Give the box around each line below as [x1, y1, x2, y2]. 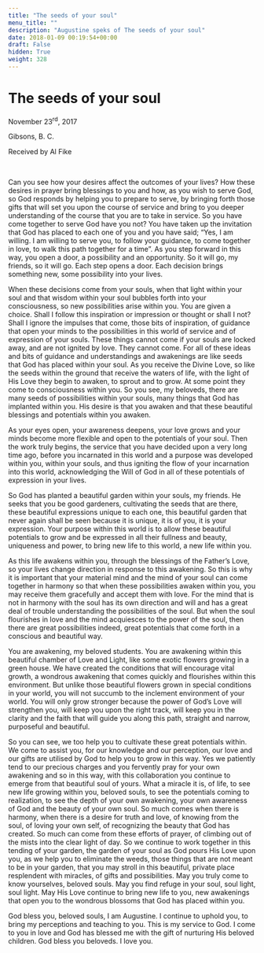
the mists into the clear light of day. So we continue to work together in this [8, 837, 251, 847]
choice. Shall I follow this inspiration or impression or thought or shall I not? [8, 310, 251, 320]
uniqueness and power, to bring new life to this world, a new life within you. [8, 541, 252, 551]
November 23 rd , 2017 [8, 115, 78, 126]
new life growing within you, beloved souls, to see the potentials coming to [8, 788, 250, 797]
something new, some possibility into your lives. [8, 269, 163, 279]
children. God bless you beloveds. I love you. [8, 936, 153, 946]
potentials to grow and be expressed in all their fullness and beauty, [8, 533, 228, 542]
